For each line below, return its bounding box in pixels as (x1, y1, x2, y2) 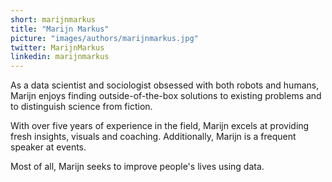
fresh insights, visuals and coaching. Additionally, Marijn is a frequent (10, 131, 297, 143)
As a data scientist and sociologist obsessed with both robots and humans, (10, 79, 320, 91)
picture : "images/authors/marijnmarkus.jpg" (10, 33, 199, 43)
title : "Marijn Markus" (10, 24, 110, 34)
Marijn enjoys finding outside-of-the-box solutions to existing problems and (10, 90, 322, 102)
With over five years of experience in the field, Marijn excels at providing (10, 120, 310, 132)
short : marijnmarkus (10, 14, 97, 25)
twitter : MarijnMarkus (10, 42, 105, 53)
